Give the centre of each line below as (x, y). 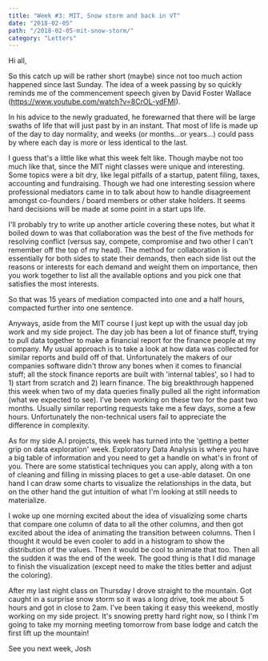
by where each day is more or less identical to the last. (98, 143)
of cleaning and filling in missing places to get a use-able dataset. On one (130, 475)
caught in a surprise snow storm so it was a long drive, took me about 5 (126, 599)
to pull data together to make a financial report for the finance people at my (132, 340)
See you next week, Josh (50, 649)
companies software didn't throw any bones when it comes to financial (125, 366)
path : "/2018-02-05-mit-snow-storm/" (71, 30)
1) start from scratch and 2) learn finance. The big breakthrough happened (131, 383)
